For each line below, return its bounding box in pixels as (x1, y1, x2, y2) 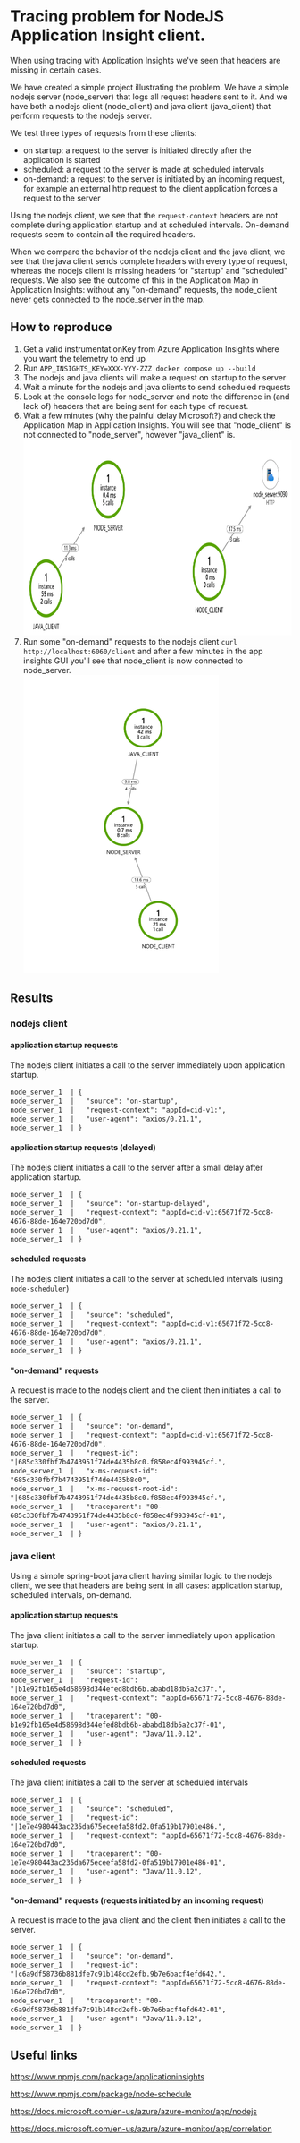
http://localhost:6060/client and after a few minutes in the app (22, 645, 263, 656)
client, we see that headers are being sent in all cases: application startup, (10, 1580, 284, 1591)
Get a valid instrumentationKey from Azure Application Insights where (22, 343, 279, 354)
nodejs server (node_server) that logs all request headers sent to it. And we (10, 91, 288, 102)
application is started (22, 154, 101, 165)
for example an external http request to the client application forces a (22, 183, 278, 193)
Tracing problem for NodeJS (10, 6, 225, 27)
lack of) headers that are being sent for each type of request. (22, 400, 249, 411)
